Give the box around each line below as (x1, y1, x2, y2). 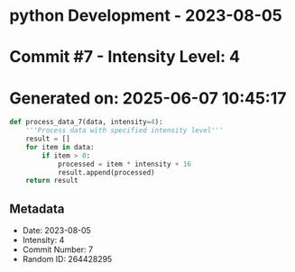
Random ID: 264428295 (22, 254, 113, 265)
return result (25, 177, 78, 186)
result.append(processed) (57, 168, 155, 177)
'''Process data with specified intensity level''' (25, 126, 224, 135)
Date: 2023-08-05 (22, 225, 92, 236)
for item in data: (25, 142, 95, 151)
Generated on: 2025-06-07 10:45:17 (9, 87, 287, 108)
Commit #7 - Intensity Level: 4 (9, 47, 241, 68)
